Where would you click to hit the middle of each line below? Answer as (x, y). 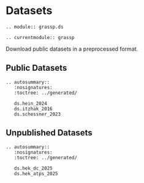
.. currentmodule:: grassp (40, 37)
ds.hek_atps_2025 (36, 174)
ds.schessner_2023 (37, 114)
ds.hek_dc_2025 (33, 168)
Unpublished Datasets (49, 133)
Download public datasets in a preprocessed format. (72, 49)
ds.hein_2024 (30, 103)
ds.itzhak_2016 (33, 109)
